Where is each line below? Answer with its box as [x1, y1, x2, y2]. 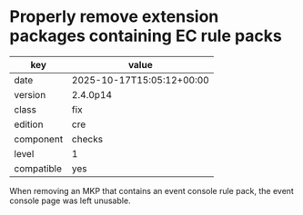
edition [14, 118, 44, 131]
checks [71, 132, 103, 145]
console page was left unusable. [9, 195, 131, 206]
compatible [14, 161, 62, 174]
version [14, 88, 46, 101]
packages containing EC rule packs [9, 25, 282, 46]
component [14, 132, 64, 145]
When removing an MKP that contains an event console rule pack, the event [9, 185, 294, 196]
